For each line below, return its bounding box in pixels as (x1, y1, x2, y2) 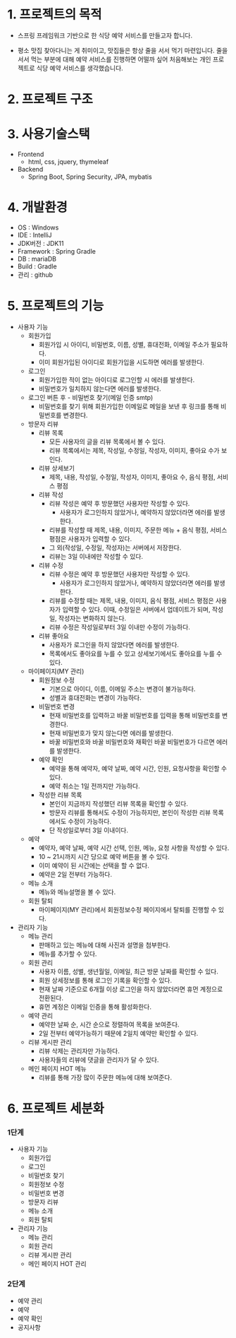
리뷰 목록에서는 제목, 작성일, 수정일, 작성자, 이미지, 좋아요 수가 (49, 446, 220, 454)
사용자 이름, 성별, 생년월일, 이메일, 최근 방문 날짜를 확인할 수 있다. (38, 967, 218, 976)
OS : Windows (17, 223, 59, 232)
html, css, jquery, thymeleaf (27, 158, 109, 166)
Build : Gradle (17, 262, 58, 271)
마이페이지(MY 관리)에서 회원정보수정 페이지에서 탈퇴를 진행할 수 (38, 905, 217, 913)
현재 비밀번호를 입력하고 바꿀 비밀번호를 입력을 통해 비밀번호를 (49, 711, 221, 719)
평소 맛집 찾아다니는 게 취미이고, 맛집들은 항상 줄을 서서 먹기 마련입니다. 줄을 (17, 46, 228, 54)
